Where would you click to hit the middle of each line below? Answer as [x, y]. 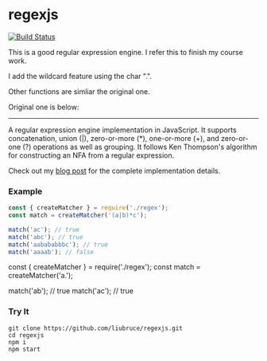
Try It [19, 312]
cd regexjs [26, 335]
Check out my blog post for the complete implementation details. [114, 171]
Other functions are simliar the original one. [79, 91]
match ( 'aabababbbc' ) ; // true [58, 245]
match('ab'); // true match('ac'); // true [71, 291]
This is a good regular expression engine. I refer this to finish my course [126, 52]
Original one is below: [44, 107]
